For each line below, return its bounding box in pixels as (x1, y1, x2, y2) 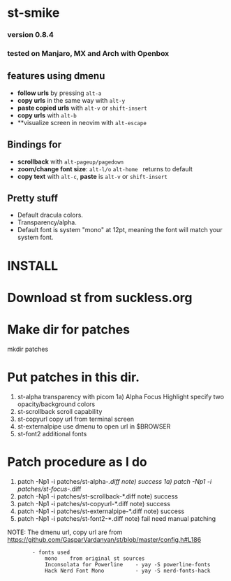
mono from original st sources (44, 554, 145, 562)
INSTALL (7, 257, 59, 273)
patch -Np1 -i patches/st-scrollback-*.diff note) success (17, 492, 178, 501)
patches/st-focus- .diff (17, 485, 82, 493)
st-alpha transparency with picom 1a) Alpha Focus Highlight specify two (17, 392, 225, 401)
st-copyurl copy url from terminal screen (17, 415, 135, 423)
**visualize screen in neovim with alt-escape (17, 118, 147, 127)
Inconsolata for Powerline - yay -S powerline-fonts (44, 561, 211, 568)
